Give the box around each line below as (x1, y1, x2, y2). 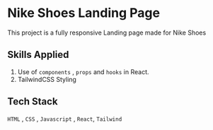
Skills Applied (7, 49, 69, 61)
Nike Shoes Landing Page (7, 5, 161, 21)
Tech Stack (7, 95, 58, 107)
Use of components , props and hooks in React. (17, 67, 150, 76)
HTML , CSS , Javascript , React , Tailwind (7, 114, 122, 123)
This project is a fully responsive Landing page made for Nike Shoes (7, 28, 207, 37)
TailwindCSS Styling (17, 75, 76, 83)
